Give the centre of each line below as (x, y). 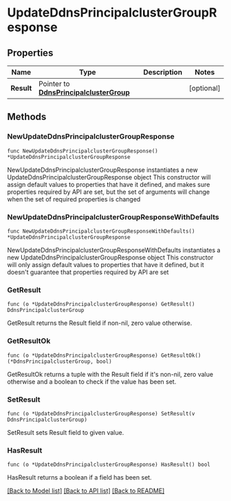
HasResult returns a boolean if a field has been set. (80, 478)
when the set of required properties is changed (74, 199)
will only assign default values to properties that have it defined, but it (106, 264)
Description (163, 72)
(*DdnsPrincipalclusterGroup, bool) (59, 361)
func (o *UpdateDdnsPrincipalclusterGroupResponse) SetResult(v (101, 413)
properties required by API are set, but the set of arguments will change (109, 192)
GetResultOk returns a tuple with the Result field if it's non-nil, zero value (110, 374)
